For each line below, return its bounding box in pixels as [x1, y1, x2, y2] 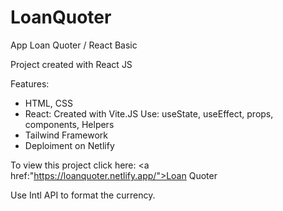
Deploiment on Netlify [24, 139, 115, 151]
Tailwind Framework [24, 129, 109, 141]
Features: [10, 77, 50, 90]
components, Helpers [24, 118, 115, 130]
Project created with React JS [10, 58, 133, 70]
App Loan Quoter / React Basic [10, 39, 138, 51]
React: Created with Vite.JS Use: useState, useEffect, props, [24, 107, 274, 120]
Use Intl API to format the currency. [10, 189, 156, 201]
